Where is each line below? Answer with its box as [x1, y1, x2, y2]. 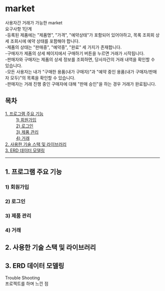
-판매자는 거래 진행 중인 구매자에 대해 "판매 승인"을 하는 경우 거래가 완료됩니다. [5, 81, 156, 87]
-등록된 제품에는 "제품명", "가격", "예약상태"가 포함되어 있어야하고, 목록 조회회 [5, 32, 155, 38]
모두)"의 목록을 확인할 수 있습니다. [10, 74, 76, 81]
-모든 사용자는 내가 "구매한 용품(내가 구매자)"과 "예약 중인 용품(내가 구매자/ [5, 69, 149, 74]
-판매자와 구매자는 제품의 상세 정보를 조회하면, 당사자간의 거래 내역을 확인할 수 [5, 56, 155, 62]
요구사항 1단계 [5, 25, 32, 32]
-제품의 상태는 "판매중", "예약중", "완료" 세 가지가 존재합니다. [5, 44, 122, 50]
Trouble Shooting [5, 275, 40, 281]
